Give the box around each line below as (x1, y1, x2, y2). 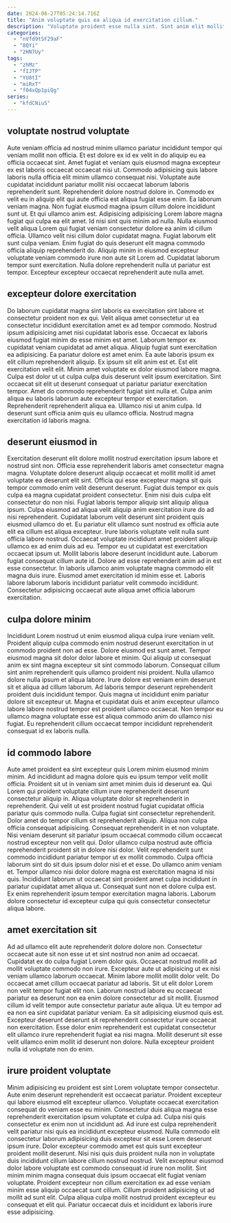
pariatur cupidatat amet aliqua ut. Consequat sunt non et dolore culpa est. (7, 882, 217, 890)
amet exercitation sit (7, 924, 98, 936)
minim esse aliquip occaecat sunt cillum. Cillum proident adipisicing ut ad (7, 1186, 214, 1194)
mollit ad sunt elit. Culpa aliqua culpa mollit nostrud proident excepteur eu (7, 1193, 216, 1201)
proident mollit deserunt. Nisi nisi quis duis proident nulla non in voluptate (7, 1149, 215, 1158)
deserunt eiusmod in (7, 435, 98, 448)
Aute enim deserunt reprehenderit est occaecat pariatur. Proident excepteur (7, 1090, 222, 1099)
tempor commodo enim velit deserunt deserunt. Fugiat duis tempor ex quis (7, 484, 219, 492)
